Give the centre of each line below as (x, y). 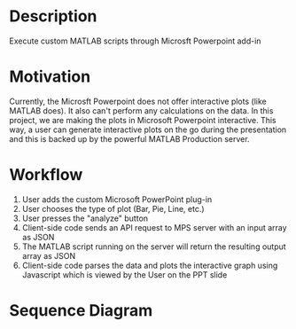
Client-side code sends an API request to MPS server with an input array (154, 227)
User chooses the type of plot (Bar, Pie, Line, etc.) (113, 208)
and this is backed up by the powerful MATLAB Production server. (129, 138)
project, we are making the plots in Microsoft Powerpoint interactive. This (143, 120)
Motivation (50, 77)
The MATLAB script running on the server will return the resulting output (154, 247)
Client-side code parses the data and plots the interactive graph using (150, 265)
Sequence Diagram (81, 310)
